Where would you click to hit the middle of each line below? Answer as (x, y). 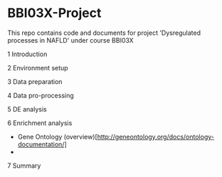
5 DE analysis (27, 109)
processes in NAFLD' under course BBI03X (70, 40)
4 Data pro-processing (41, 95)
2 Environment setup (38, 68)
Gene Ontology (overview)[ (57, 136)
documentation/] (42, 144)
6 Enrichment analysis (40, 123)
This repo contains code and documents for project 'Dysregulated (104, 33)
